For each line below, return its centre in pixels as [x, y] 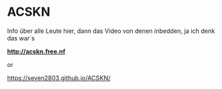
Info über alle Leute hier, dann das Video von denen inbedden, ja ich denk [111, 31]
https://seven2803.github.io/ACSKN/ [59, 78]
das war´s [21, 38]
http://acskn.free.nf [36, 51]
